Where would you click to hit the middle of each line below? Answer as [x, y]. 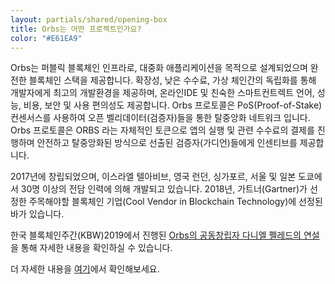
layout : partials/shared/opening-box [89, 19]
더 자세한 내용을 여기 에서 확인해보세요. [85, 269]
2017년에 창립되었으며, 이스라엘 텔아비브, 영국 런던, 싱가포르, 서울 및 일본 [153, 177]
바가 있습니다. [37, 214]
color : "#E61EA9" [46, 38]
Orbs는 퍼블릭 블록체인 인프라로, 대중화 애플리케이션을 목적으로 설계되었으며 [159, 68]
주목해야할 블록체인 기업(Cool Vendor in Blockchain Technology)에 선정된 [175, 202]
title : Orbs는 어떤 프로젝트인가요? [76, 29]
